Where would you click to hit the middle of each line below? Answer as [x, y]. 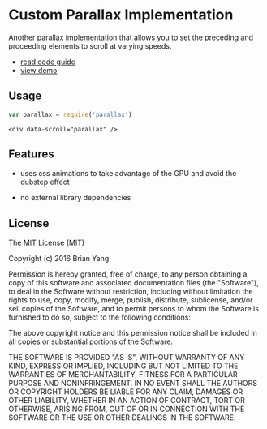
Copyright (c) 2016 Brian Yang [59, 259]
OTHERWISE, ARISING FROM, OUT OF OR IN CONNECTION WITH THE [127, 409]
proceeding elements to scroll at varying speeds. [90, 45]
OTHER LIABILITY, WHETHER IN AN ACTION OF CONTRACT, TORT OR [127, 401]
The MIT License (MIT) [47, 243]
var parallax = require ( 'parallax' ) [70, 114]
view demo [39, 70]
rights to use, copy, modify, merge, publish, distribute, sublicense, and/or [131, 300]
